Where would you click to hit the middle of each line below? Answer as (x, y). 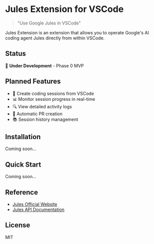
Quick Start (23, 164)
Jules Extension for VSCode (64, 9)
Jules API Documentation (38, 210)
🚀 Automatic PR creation (37, 114)
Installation (23, 136)
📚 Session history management (45, 119)
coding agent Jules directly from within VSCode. (55, 38)
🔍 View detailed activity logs (42, 106)
